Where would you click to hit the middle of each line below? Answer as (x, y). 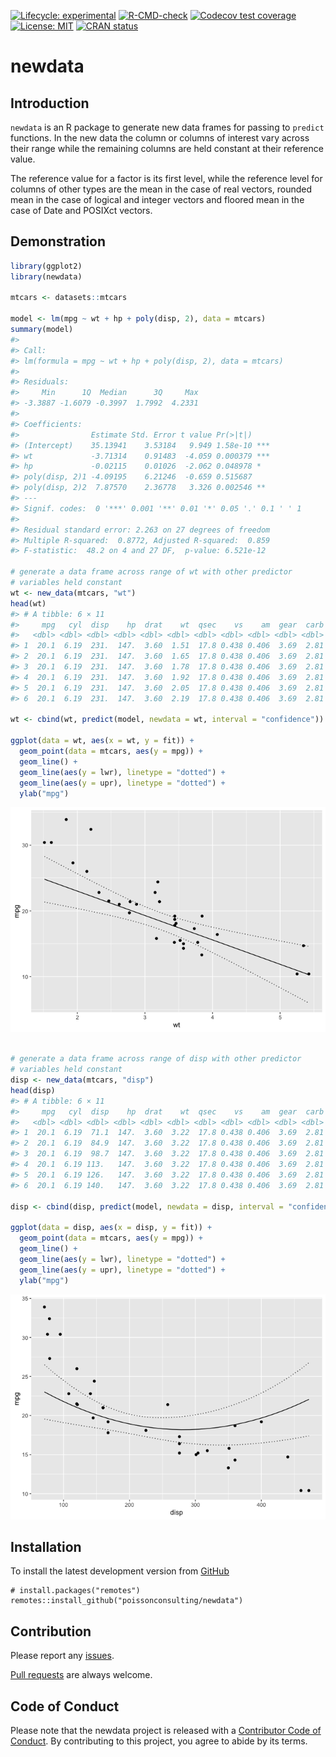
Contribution (51, 1631)
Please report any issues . (62, 1656)
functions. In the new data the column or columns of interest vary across (160, 138)
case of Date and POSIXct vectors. (81, 210)
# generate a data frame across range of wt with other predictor (151, 572)
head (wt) (28, 603)
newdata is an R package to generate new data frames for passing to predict (167, 127)
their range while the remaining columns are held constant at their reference (167, 148)
